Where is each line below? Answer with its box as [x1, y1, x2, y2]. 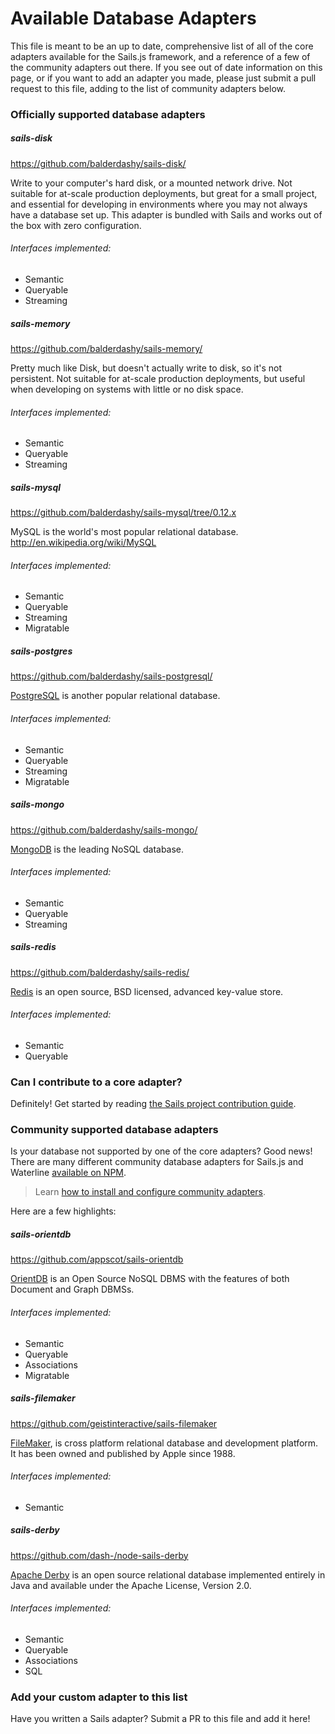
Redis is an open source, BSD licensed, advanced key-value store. [10, 985, 284, 997]
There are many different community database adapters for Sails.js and [10, 1156, 304, 1168]
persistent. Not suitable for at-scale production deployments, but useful [10, 373, 306, 384]
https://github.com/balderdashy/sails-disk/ [10, 157, 187, 169]
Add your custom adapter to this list [10, 1690, 188, 1704]
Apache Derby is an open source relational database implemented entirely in [10, 1568, 326, 1581]
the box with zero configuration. [10, 219, 142, 231]
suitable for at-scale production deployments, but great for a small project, [10, 187, 318, 199]
